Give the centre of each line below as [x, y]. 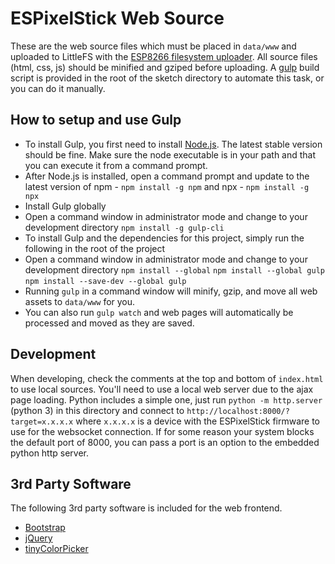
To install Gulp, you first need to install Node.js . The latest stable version [173, 144]
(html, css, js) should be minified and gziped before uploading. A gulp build [165, 67]
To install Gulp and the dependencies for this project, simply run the [164, 238]
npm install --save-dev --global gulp [105, 281]
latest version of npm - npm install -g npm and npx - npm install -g [167, 186]
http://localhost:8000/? [238, 411]
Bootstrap [45, 528]
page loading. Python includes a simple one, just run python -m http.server [166, 399]
